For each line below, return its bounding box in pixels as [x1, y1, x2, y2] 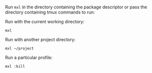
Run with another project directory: [5, 36, 76, 42]
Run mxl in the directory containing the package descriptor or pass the [5, 4, 147, 10]
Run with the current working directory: [5, 19, 85, 24]
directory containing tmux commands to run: [5, 9, 95, 15]
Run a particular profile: [5, 55, 53, 60]
